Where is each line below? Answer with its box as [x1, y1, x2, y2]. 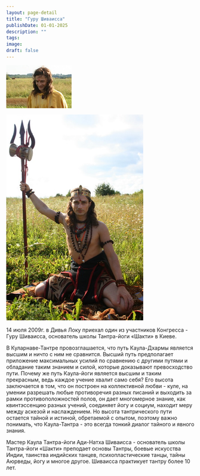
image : [6, 41, 23, 47]
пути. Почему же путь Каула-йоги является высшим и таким [6, 369, 162, 377]
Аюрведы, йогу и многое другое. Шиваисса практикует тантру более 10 [6, 457, 190, 465]
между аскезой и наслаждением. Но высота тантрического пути [6, 408, 172, 415]
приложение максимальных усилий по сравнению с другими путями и [6, 357, 188, 364]
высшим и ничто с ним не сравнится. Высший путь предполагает [6, 350, 174, 357]
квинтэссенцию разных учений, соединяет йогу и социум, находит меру [6, 401, 193, 408]
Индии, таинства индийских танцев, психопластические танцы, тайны [6, 451, 186, 458]
